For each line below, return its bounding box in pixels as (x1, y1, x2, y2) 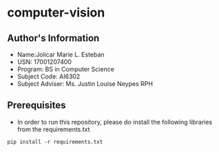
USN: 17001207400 (17, 58, 72, 66)
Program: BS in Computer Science (17, 65, 115, 73)
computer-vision (7, 5, 105, 21)
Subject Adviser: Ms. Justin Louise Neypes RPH (17, 80, 154, 87)
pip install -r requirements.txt (7, 138, 103, 145)
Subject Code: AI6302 (17, 72, 81, 80)
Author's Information (7, 32, 100, 44)
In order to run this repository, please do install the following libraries (17, 118, 213, 126)
